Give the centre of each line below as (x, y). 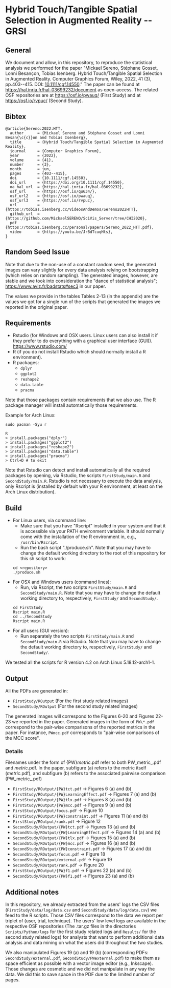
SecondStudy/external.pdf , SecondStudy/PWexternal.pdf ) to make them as (82, 958)
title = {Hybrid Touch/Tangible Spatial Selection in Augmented (87, 142)
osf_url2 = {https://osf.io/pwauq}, (52, 196)
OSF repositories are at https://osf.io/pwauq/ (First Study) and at (73, 95)
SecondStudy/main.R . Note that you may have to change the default (90, 593)
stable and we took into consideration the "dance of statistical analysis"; (81, 281)
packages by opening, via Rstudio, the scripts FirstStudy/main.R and (78, 476)
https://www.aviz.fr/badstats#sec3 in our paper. (56, 286)
